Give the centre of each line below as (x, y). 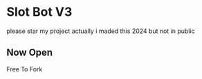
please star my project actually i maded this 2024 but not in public (101, 31)
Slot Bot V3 (39, 12)
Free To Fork (25, 69)
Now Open (30, 53)
